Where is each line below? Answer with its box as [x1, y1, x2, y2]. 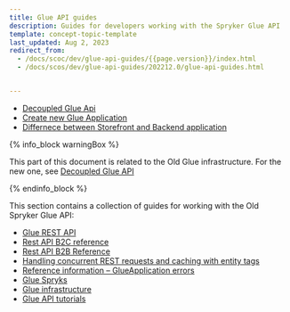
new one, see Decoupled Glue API [9, 166, 135, 177]
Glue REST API [21, 226, 77, 237]
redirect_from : [9, 46, 66, 55]
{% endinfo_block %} [9, 183, 88, 193]
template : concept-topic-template [9, 29, 138, 38]
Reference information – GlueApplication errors [21, 265, 195, 275]
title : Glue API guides [9, 12, 98, 22]
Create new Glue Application [21, 112, 127, 123]
